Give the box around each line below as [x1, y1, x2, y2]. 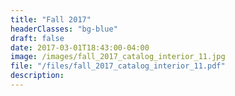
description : [10, 71, 65, 81]
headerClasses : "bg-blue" [10, 24, 118, 34]
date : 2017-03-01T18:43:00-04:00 [10, 42, 150, 53]
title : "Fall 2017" [10, 14, 92, 25]
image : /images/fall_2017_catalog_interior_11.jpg [10, 52, 226, 62]
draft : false [10, 33, 65, 43]
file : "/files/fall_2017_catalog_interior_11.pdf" [10, 61, 226, 71]
